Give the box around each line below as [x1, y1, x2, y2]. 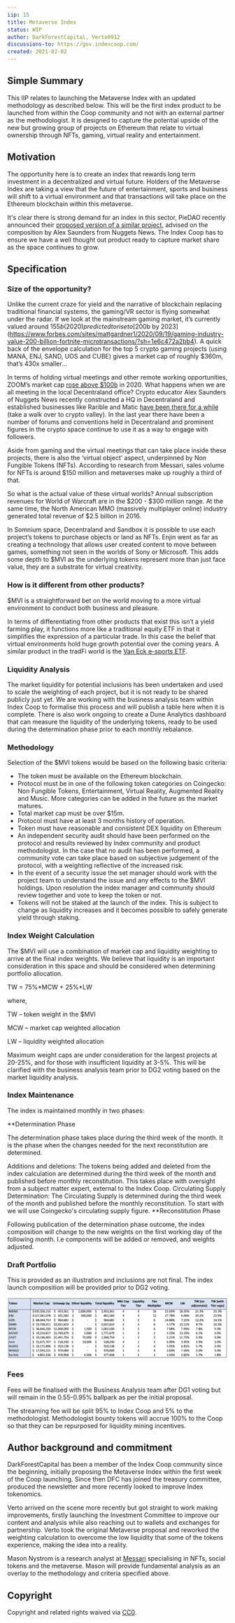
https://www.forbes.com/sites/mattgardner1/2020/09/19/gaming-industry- [9, 330, 224, 338]
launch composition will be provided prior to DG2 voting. [7, 1283, 170, 1292]
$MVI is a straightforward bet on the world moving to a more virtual [7, 596, 201, 605]
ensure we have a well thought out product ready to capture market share [7, 235, 220, 244]
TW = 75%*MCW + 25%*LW [7, 983, 92, 991]
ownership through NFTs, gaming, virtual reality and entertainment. [7, 130, 201, 139]
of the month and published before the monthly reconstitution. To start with [7, 1199, 225, 1208]
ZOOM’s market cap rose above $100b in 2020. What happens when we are [7, 380, 226, 389]
